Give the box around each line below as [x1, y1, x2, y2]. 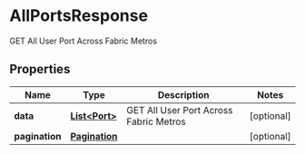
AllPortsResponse [9, 5, 148, 26]
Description [157, 88, 210, 101]
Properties [9, 62, 71, 77]
